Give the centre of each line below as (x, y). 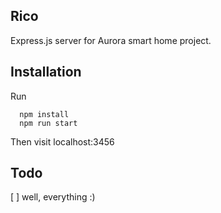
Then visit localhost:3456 (62, 141)
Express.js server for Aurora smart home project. (111, 40)
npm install (44, 114)
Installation (46, 72)
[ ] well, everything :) (53, 197)
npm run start (48, 123)
